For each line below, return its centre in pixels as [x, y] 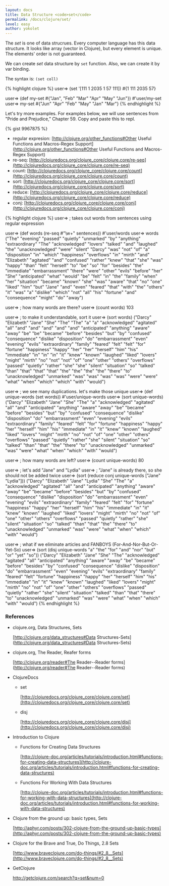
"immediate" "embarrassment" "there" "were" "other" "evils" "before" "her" [84, 271]
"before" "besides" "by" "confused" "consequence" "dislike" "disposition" [82, 566]
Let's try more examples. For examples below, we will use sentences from [82, 114]
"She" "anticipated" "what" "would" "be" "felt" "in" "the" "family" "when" [81, 276]
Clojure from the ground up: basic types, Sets [60, 818]
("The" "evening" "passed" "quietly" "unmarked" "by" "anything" [73, 239]
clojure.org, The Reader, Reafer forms [52, 652]
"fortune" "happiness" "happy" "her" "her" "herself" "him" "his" [72, 350]
